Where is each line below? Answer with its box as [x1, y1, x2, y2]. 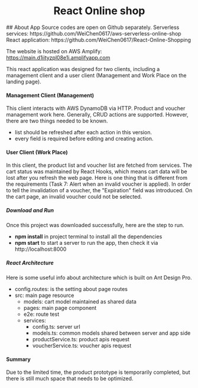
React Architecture [6, 259, 54, 266]
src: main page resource [14, 292, 74, 299]
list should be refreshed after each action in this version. [14, 129, 152, 136]
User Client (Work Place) [6, 148, 68, 156]
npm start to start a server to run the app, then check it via [14, 240, 158, 247]
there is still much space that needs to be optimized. [6, 375, 134, 382]
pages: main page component [23, 305, 97, 312]
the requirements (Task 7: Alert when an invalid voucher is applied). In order [6, 180, 191, 187]
